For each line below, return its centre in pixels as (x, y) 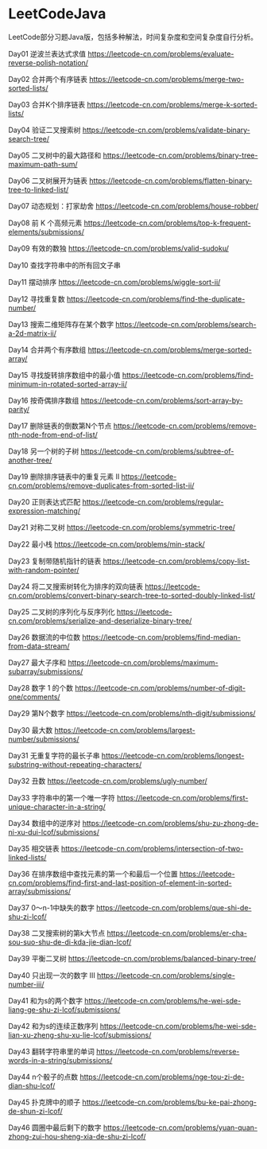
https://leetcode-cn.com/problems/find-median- (161, 637)
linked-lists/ (27, 857)
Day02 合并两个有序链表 (48, 79)
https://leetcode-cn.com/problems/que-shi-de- (174, 907)
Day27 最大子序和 (37, 662)
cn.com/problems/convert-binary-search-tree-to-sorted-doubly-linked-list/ (132, 595)
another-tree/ (30, 460)
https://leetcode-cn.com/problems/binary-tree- (180, 155)
